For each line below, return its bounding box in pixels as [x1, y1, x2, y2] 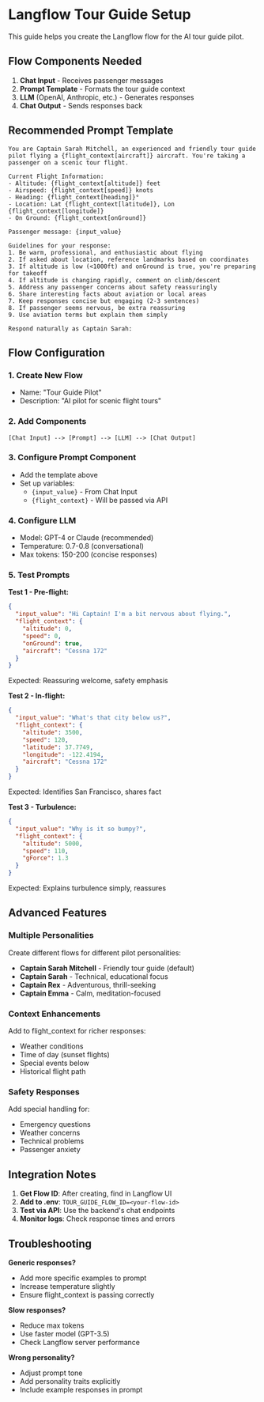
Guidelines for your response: [8, 241, 111, 250]
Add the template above [19, 470, 99, 479]
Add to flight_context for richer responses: [8, 1026, 146, 1036]
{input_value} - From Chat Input [31, 486, 138, 496]
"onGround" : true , [22, 639, 83, 648]
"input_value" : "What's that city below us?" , [15, 714, 172, 722]
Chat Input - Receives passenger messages [19, 75, 164, 85]
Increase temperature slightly [19, 1281, 116, 1291]
